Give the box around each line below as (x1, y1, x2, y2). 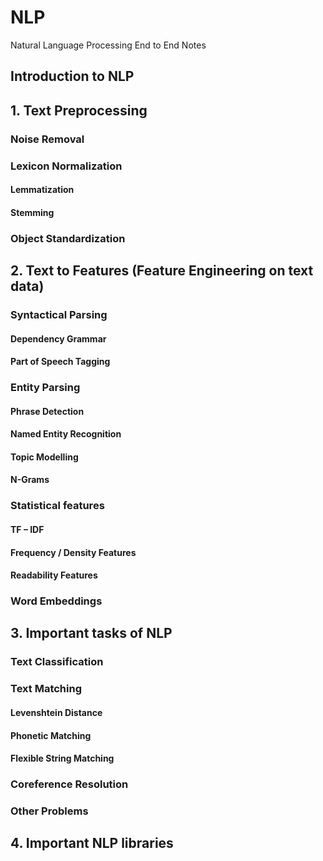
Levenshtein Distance (10, 706, 103, 718)
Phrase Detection (10, 405, 85, 417)
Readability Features (10, 569, 98, 581)
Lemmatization (10, 184, 75, 196)
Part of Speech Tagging (10, 356, 111, 368)
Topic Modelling (10, 451, 79, 463)
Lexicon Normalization (10, 159, 123, 173)
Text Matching (10, 682, 82, 696)
